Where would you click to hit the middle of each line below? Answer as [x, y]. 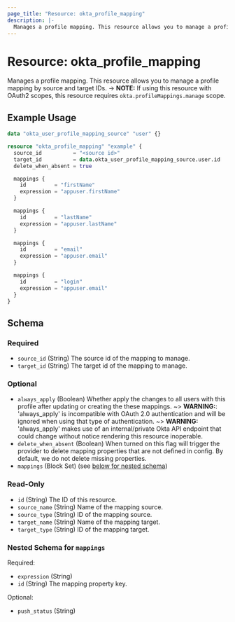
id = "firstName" [58, 185]
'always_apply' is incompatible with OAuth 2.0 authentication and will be [121, 414]
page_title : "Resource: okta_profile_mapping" [76, 14]
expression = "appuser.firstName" [70, 192]
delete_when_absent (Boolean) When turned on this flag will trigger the [119, 444]
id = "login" [51, 282]
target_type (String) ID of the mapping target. [83, 529]
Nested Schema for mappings [56, 547]
